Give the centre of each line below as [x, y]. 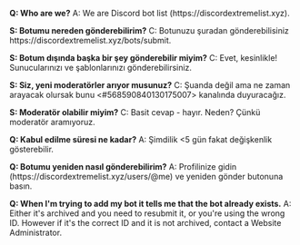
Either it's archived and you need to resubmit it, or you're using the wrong [147, 213]
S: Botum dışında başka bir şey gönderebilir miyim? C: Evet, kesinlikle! [144, 58]
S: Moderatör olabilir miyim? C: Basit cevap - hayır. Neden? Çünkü [135, 112]
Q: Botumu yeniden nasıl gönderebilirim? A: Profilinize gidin [123, 167]
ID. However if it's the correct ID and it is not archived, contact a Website [145, 223]
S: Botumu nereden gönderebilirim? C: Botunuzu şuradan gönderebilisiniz [149, 30]
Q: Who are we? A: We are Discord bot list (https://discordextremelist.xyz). [150, 13]
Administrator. [35, 232]
